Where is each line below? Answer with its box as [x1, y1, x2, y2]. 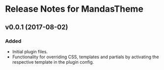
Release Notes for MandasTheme [5, 3, 144, 15]
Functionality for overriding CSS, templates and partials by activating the [12, 54, 159, 60]
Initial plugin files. [12, 48, 48, 54]
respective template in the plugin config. [12, 59, 94, 65]
